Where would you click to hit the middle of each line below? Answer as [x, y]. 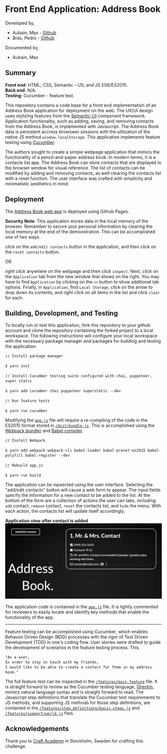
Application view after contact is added [47, 521]
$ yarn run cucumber [27, 411]
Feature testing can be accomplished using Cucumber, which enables [77, 632]
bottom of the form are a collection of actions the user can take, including [81, 501]
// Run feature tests [28, 401]
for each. [14, 298]
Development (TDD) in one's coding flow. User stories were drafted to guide [83, 642]
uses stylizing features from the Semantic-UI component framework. [76, 116]
